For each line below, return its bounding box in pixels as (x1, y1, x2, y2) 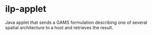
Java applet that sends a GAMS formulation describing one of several (5, 19, 148, 25)
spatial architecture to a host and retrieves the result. (5, 24, 113, 30)
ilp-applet (5, 3, 47, 15)
